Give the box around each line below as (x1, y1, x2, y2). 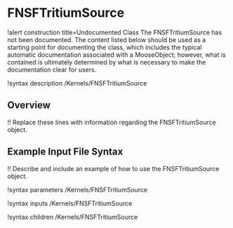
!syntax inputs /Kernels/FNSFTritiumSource (7, 199, 133, 208)
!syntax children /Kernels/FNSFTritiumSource (7, 213, 138, 221)
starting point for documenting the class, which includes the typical (7, 43, 202, 51)
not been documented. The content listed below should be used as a (7, 35, 206, 43)
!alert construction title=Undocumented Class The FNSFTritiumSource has (7, 28, 222, 36)
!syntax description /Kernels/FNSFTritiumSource (7, 79, 147, 87)
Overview (7, 100, 51, 112)
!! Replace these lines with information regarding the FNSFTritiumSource (7, 118, 216, 126)
